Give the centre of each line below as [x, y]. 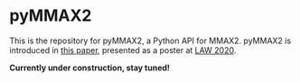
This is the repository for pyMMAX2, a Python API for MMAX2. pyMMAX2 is [150, 41]
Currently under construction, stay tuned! [89, 68]
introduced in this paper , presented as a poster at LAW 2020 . [123, 50]
